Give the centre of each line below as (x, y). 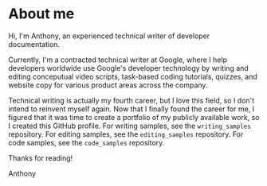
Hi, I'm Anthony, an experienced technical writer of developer (109, 36)
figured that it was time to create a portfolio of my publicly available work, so (134, 117)
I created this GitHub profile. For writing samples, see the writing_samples (130, 126)
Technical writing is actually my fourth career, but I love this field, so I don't (132, 100)
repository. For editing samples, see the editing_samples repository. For (126, 134)
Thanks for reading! (41, 158)
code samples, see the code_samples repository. (86, 142)
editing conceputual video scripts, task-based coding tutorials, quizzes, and (133, 76)
